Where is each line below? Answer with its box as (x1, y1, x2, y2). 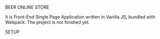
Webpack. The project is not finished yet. (5, 19, 90, 25)
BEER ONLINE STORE (5, 4, 49, 10)
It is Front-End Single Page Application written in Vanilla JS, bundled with (5, 14, 155, 19)
